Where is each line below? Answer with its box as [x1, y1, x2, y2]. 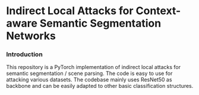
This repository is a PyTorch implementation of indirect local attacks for [6, 64, 181, 71]
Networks [6, 30, 56, 42]
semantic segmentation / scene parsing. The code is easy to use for [6, 70, 173, 77]
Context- [135, 4, 181, 18]
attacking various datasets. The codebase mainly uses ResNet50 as [6, 76, 172, 83]
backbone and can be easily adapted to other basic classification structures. [6, 83, 194, 90]
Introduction [6, 50, 43, 58]
